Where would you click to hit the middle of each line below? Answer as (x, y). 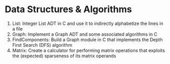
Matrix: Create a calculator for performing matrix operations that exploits (89, 50)
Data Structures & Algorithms (68, 9)
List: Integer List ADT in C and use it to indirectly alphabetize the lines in (88, 23)
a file (17, 28)
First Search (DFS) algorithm (42, 45)
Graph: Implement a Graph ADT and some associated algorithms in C (85, 34)
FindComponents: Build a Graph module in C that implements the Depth (87, 40)
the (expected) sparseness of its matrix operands (64, 56)
